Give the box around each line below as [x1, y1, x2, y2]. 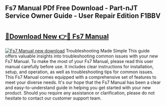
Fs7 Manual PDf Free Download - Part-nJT [5, 4, 138, 12]
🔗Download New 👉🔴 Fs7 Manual [5, 32, 109, 41]
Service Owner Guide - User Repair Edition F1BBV [5, 12, 161, 20]
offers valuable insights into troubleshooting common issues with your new [5, 53, 159, 59]
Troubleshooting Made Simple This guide [66, 48, 150, 53]
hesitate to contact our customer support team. [5, 95, 102, 101]
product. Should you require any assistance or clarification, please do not [5, 90, 155, 96]
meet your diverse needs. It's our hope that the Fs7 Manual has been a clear [5, 79, 161, 85]
